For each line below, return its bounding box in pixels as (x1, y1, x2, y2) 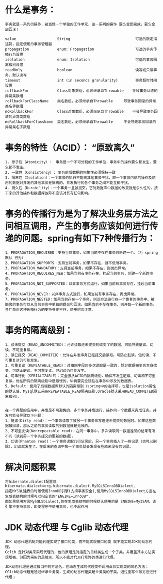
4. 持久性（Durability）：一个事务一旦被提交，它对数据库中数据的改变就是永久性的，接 (5, 185, 158, 190)
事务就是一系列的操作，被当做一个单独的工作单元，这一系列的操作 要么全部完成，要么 (5, 21, 152, 27)
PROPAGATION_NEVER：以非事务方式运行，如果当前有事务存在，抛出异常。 (11, 291, 138, 297)
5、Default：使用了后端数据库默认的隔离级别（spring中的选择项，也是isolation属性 (5, 383, 156, 388)
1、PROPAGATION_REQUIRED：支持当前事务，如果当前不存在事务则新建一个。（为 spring (5, 250, 158, 255)
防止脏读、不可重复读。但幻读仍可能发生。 (16, 368, 88, 373)
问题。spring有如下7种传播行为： (22, 233, 156, 244)
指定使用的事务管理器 (16, 41, 52, 46)
